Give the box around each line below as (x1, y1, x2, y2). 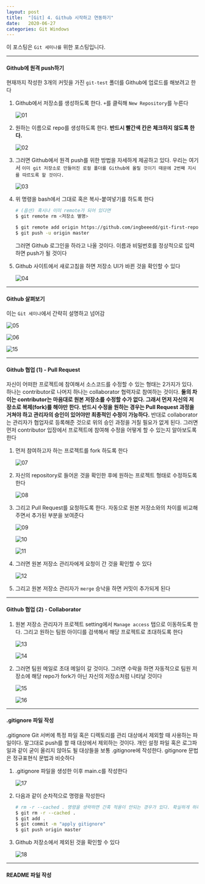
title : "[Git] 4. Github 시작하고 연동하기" (6, 15, 114, 21)
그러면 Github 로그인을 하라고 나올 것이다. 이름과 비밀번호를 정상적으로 (15, 241, 184, 249)
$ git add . (15, 815, 46, 822)
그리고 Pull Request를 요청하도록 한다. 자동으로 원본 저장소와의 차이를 (15, 504, 182, 512)
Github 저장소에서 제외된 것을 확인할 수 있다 (15, 839, 120, 846)
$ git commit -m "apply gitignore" (15, 821, 106, 827)
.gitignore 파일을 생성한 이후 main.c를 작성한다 (15, 767, 128, 774)
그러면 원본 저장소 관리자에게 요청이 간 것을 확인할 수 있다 (15, 560, 153, 568)
